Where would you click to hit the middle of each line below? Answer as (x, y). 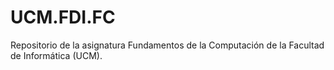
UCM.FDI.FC (63, 17)
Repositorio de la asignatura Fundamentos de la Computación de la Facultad (167, 45)
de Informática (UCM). (56, 55)
